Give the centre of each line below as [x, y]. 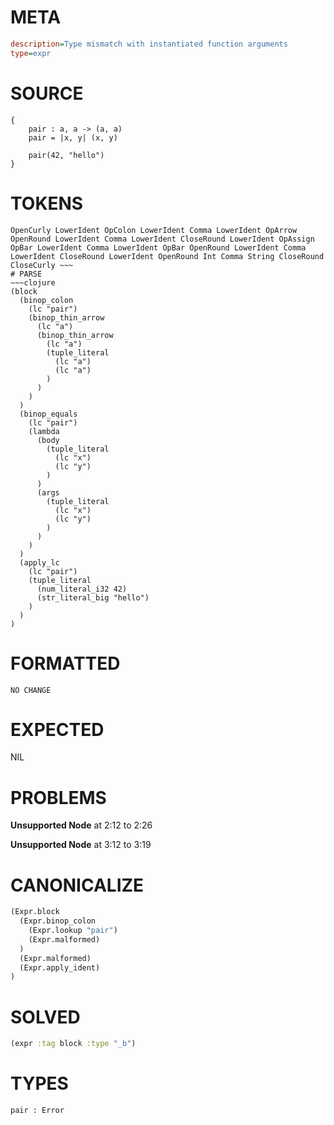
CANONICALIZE [77, 885]
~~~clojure [33, 282]
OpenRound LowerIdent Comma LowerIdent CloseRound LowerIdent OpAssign [162, 239]
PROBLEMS [58, 797]
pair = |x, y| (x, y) [73, 137]
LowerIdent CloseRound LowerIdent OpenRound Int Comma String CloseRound [167, 256]
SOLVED [45, 1017]
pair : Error [37, 1111]
